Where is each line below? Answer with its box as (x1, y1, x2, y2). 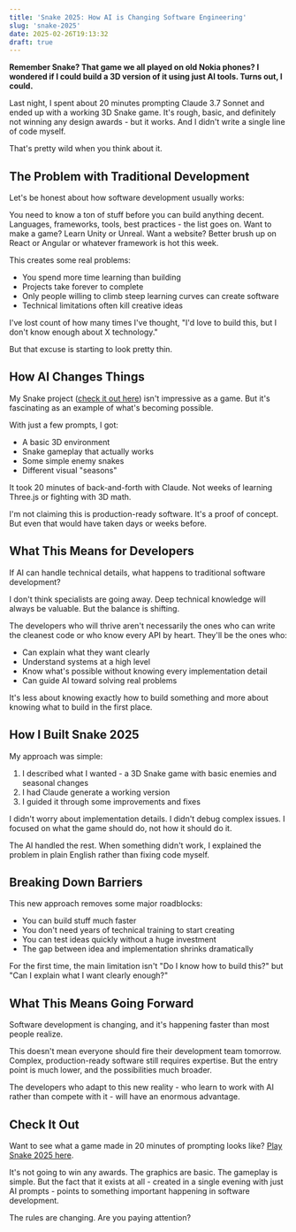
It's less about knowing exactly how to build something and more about (9, 692, 269, 703)
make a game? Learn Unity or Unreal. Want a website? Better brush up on (9, 228, 277, 239)
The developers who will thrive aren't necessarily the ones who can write (9, 620, 276, 631)
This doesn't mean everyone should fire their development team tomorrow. (9, 1046, 282, 1057)
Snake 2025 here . (9, 1150, 74, 1160)
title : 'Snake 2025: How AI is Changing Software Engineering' (9, 12, 247, 22)
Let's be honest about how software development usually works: (9, 192, 245, 204)
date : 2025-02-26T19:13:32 (9, 29, 109, 38)
